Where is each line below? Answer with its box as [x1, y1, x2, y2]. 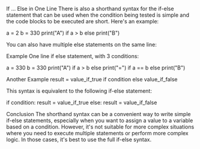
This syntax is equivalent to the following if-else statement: [6, 87, 152, 95]
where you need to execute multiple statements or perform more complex [6, 130, 189, 136]
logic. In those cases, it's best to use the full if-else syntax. [6, 136, 152, 143]
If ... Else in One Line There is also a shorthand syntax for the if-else [6, 5, 174, 12]
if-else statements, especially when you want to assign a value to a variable [6, 117, 193, 124]
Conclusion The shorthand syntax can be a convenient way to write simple [6, 111, 191, 117]
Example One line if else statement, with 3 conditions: [6, 53, 139, 59]
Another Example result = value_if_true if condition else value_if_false [6, 76, 178, 83]
